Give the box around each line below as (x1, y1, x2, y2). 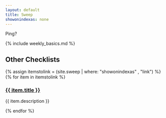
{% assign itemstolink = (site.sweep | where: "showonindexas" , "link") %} (5, 69, 161, 75)
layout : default (5, 7, 40, 13)
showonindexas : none (5, 17, 49, 22)
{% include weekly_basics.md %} (5, 41, 75, 47)
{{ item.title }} (5, 87, 41, 94)
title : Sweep (5, 12, 33, 17)
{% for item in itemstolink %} (5, 74, 66, 80)
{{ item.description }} (5, 98, 50, 104)
